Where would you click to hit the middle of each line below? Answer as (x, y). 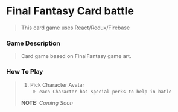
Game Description (33, 43)
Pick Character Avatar (57, 84)
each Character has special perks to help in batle (105, 92)
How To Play (25, 72)
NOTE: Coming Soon (47, 102)
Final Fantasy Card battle (70, 11)
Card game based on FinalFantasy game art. (76, 56)
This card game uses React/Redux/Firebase (75, 28)
